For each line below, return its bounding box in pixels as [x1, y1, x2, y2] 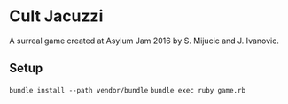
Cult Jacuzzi [9, 6, 104, 26]
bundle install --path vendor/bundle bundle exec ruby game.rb [9, 85, 246, 94]
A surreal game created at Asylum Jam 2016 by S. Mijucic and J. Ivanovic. [9, 35, 279, 46]
